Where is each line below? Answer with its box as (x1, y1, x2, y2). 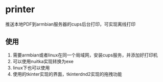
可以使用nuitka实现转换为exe (12, 58, 74, 64)
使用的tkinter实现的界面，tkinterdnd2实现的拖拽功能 (12, 71, 123, 77)
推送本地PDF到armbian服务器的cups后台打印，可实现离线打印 (5, 21, 136, 27)
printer (5, 4, 35, 15)
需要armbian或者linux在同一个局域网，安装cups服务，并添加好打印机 (12, 52, 158, 58)
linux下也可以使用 (12, 65, 50, 71)
